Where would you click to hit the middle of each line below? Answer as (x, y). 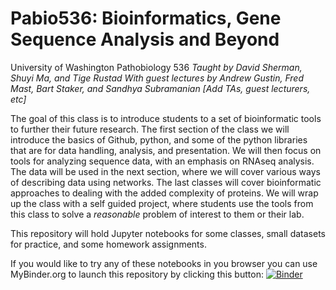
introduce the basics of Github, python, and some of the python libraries (159, 139)
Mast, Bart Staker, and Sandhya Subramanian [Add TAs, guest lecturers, (160, 88)
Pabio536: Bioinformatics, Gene (146, 18)
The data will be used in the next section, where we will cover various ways (165, 171)
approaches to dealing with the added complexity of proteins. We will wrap (164, 193)
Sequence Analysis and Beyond (145, 39)
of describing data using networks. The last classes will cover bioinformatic (166, 182)
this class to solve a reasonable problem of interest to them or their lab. (157, 214)
